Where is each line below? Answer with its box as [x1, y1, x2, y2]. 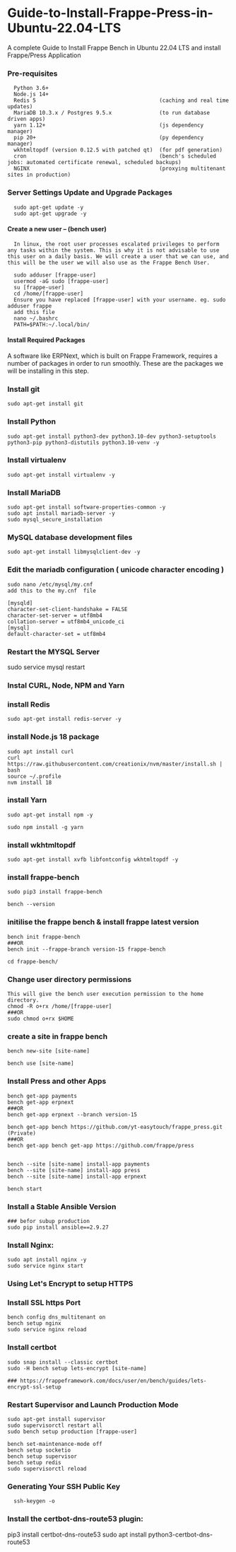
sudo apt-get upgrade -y [13, 210, 87, 217]
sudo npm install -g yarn [7, 823, 83, 830]
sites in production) [7, 171, 71, 178]
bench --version [7, 900, 55, 908]
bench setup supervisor [7, 1453, 78, 1460]
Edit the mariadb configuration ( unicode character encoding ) [7, 564, 225, 574]
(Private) [7, 1130, 37, 1137]
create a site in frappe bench [7, 1031, 108, 1041]
